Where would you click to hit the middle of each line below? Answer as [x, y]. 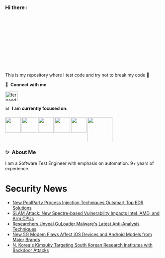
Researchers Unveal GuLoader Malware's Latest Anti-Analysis [76, 224]
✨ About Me [21, 152]
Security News [36, 189]
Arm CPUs [23, 218]
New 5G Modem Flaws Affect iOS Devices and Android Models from [82, 234]
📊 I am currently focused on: [37, 108]
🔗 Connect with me [26, 84]
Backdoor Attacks [31, 250]
